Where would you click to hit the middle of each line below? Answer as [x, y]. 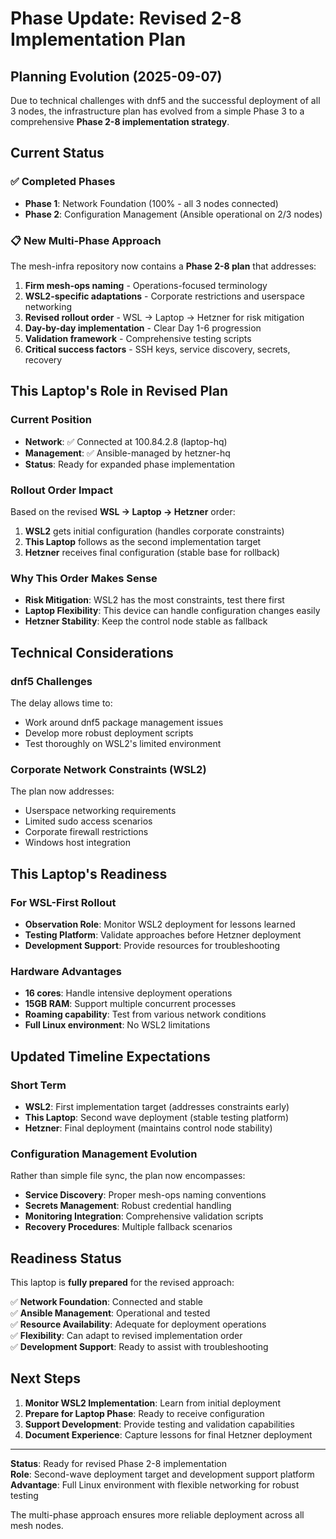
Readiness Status [66, 1258]
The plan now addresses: [62, 791]
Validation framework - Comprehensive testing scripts [138, 338]
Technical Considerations [92, 652]
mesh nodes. [37, 1525]
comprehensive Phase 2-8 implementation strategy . [120, 121]
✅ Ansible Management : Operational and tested [110, 1313]
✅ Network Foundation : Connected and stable [106, 1302]
